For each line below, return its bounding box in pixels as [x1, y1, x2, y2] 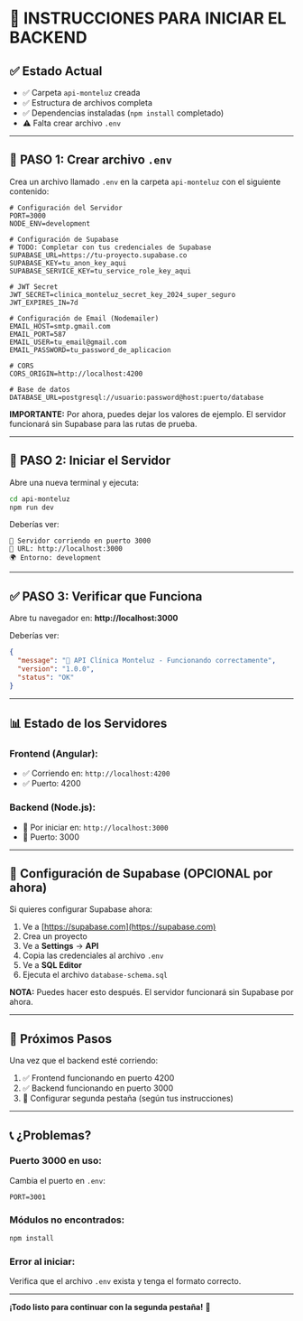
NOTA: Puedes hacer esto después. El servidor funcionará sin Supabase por [9, 987, 295, 998]
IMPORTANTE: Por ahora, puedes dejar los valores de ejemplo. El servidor [9, 408, 287, 419]
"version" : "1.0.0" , [17, 664, 95, 674]
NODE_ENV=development [9, 219, 91, 228]
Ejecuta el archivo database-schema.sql [22, 970, 169, 981]
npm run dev [9, 503, 54, 512]
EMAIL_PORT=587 [9, 330, 67, 339]
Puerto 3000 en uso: [9, 1155, 102, 1168]
